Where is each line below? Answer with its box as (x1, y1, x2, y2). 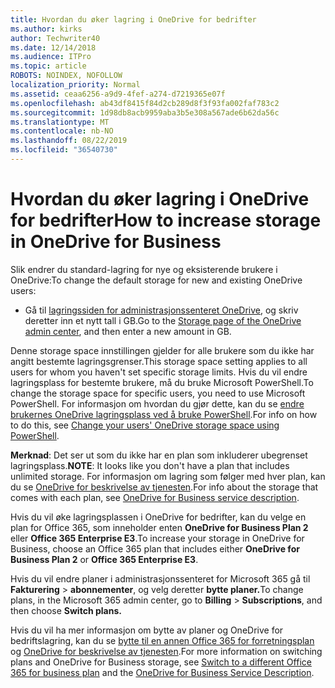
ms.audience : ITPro (10, 52, 92, 62)
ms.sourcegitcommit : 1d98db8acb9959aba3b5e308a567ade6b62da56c (10, 107, 280, 118)
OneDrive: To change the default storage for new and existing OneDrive (10, 274, 303, 286)
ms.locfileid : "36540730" (10, 145, 118, 155)
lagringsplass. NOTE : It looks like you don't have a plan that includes (10, 459, 290, 471)
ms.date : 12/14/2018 (10, 42, 97, 53)
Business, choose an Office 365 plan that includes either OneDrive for (10, 542, 300, 555)
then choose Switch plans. (10, 604, 122, 616)
